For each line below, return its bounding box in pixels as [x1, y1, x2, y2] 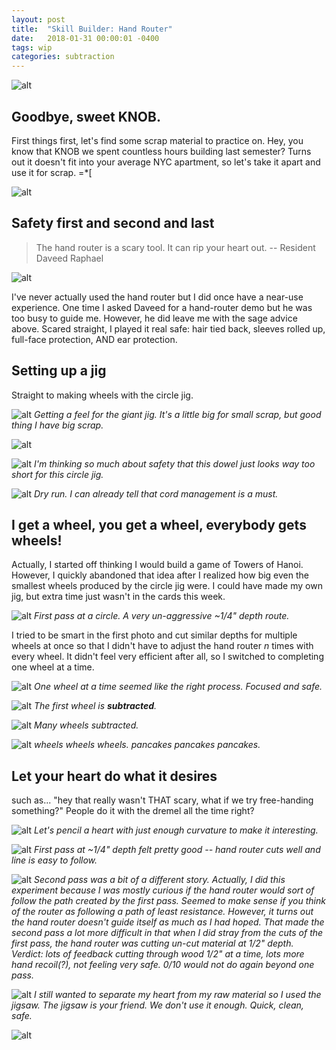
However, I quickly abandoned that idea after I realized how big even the [11, 569, 309, 581]
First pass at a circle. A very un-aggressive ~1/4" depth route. [33, 610, 290, 622]
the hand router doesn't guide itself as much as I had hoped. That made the [11, 916, 325, 928]
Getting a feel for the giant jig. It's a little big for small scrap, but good [33, 408, 322, 420]
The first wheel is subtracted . [33, 700, 158, 712]
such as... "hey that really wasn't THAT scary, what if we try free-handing [11, 794, 314, 806]
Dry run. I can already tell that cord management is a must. [33, 487, 279, 500]
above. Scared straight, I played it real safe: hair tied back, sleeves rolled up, [11, 322, 326, 335]
